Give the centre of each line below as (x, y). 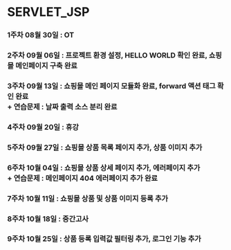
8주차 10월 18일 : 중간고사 (48, 219)
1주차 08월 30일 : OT (41, 35)
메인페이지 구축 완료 (46, 66)
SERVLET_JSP (48, 12)
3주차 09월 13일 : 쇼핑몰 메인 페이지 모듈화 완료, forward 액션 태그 (111, 86)
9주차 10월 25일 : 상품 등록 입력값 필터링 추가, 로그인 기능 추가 (104, 239)
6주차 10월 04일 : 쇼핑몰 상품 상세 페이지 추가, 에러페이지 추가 (104, 168)
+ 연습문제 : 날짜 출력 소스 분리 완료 (62, 107)
